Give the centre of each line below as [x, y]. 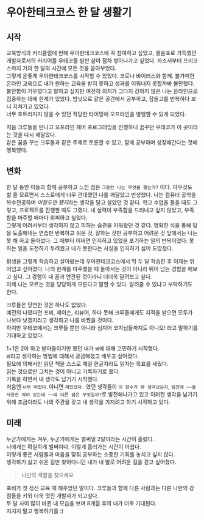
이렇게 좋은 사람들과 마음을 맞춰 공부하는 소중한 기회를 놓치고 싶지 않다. [91, 454]
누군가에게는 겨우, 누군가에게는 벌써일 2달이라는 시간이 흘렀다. [80, 439]
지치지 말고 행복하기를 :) [35, 511]
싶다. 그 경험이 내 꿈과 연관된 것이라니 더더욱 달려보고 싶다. [82, 277]
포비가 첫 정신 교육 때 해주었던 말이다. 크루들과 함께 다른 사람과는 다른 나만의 [97, 488]
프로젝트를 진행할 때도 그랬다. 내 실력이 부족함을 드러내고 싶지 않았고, [101, 210]
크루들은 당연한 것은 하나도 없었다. [47, 305]
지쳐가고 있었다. [31, 106]
